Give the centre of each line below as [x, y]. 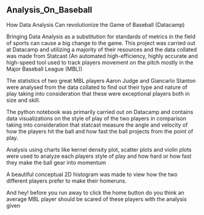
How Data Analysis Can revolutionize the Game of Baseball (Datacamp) [96, 24]
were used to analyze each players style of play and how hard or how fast [99, 156]
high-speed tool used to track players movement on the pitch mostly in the [100, 62]
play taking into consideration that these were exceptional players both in [98, 93]
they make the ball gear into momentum [56, 162]
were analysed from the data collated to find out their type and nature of [97, 87]
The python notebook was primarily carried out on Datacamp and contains [100, 111]
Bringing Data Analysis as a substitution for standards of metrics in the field [101, 37]
